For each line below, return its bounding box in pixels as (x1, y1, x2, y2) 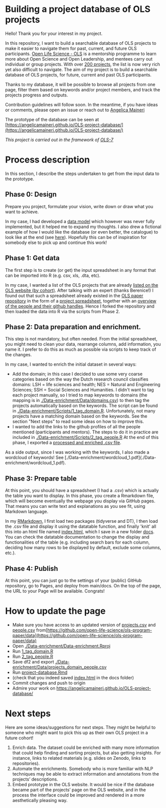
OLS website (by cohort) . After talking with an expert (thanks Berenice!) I (5, 287, 154, 293)
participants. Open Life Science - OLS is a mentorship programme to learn (5, 51, 157, 57)
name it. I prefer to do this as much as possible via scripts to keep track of (5, 346, 157, 352)
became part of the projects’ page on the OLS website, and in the (12, 787, 146, 793)
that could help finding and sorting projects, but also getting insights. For (12, 749, 161, 756)
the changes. (5, 352, 32, 358)
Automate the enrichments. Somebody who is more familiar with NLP (12, 765, 154, 771)
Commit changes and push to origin (12, 680, 86, 686)
